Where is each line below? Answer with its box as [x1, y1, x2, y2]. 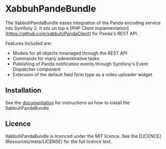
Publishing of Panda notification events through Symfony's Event [12, 61, 148, 67]
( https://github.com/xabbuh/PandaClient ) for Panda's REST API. [5, 30, 139, 36]
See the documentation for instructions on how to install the [5, 100, 130, 106]
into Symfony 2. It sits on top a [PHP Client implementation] [5, 25, 129, 31]
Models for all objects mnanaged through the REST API [12, 50, 128, 56]
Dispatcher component [12, 66, 61, 72]
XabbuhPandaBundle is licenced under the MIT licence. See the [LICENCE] [5, 133, 161, 139]
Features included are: [5, 40, 52, 46]
